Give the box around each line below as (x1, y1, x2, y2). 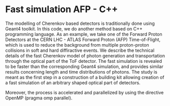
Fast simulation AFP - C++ (5, 4, 118, 15)
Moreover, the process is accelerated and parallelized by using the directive (5, 89, 164, 95)
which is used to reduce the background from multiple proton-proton (5, 42, 149, 48)
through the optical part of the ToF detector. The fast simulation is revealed (5, 58, 162, 64)
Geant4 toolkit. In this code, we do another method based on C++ (5, 25, 143, 31)
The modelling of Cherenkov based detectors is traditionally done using (5, 20, 155, 26)
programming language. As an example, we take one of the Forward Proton (5, 31, 162, 37)
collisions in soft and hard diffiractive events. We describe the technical (5, 47, 155, 53)
